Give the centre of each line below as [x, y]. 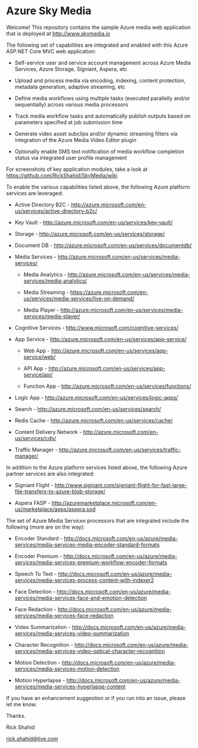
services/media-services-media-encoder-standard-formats [87, 545]
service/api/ [38, 374]
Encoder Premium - [38, 556]
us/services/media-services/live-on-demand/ [79, 298]
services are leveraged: [35, 193]
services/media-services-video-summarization [72, 633]
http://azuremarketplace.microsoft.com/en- [104, 503]
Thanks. [16, 715]
